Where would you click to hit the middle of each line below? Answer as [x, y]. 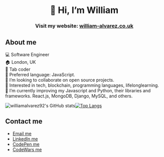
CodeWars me [27, 149]
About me [21, 42]
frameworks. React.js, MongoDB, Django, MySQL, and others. [69, 96]
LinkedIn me [25, 139]
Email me [22, 133]
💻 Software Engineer [27, 54]
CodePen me [26, 144]
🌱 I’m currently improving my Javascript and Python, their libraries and [78, 90]
